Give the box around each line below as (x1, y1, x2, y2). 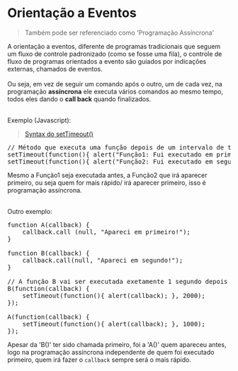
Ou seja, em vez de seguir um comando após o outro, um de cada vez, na (7, 79, 223, 88)
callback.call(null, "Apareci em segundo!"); (22, 256, 183, 264)
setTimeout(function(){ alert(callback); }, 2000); (22, 292, 205, 299)
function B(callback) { (7, 249, 90, 257)
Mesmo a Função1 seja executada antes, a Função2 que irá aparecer (7, 171, 208, 179)
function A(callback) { (7, 221, 90, 229)
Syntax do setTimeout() (24, 130, 93, 138)
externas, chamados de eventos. (7, 64, 103, 73)
